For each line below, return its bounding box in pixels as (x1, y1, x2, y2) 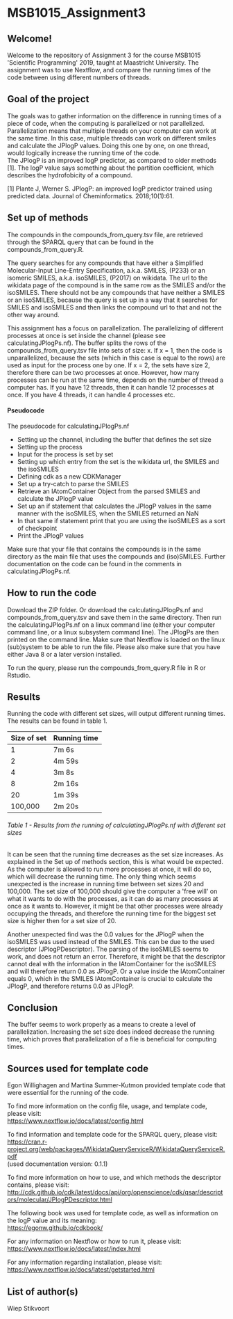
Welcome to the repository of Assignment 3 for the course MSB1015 (7, 51, 201, 59)
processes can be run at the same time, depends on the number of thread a (7, 376, 224, 384)
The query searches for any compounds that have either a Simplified (7, 259, 203, 267)
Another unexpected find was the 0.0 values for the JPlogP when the (7, 930, 205, 938)
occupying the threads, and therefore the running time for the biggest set (7, 909, 216, 918)
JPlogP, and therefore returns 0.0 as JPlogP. (7, 982, 134, 990)
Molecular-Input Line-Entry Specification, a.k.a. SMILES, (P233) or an (7, 266, 206, 274)
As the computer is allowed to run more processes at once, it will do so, (7, 865, 212, 873)
